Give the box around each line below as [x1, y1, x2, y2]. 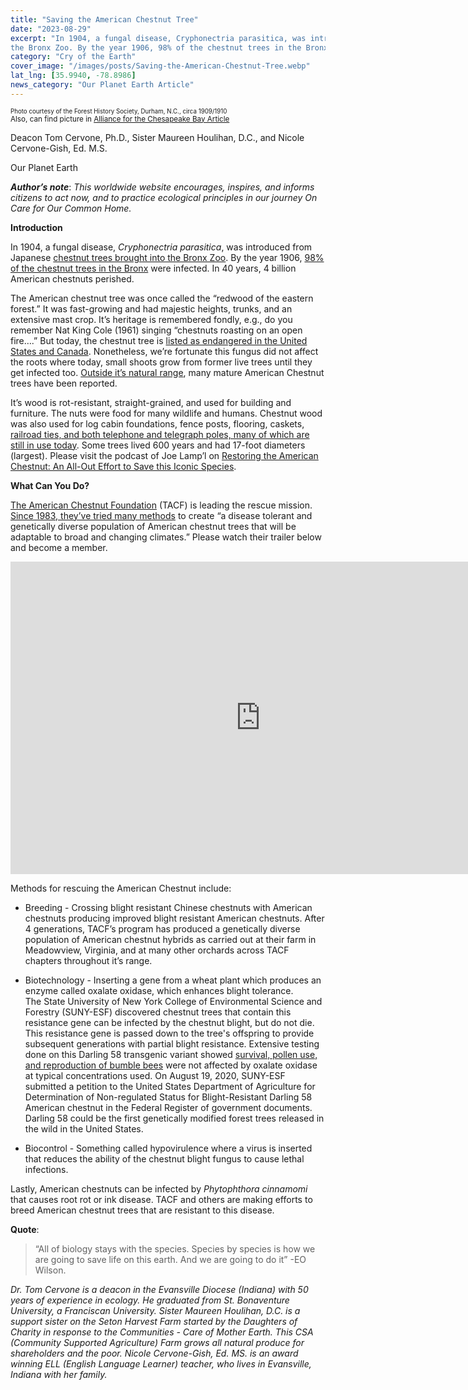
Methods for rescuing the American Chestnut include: [10, 882, 232, 894]
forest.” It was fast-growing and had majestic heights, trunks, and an [10, 302, 293, 315]
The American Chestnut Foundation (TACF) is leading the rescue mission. [10, 499, 313, 511]
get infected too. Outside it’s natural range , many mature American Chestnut [10, 366, 325, 378]
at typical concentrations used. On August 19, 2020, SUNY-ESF [24, 1069, 286, 1081]
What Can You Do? [10, 479, 90, 491]
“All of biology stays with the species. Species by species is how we [34, 1242, 316, 1255]
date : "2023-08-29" [10, 24, 92, 34]
